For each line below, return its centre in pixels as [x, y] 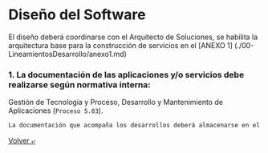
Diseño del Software [77, 15]
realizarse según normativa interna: [79, 84]
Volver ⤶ [22, 141]
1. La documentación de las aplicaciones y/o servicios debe [126, 74]
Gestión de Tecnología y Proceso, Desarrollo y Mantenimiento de [116, 103]
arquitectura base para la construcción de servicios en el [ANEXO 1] [120, 45]
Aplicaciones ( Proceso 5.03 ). [56, 111]
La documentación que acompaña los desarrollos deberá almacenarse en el [134, 126]
